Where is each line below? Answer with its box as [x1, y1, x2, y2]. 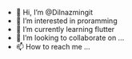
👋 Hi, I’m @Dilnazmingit [15, 8, 94, 17]
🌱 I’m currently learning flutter [15, 25, 115, 33]
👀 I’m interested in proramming [15, 16, 118, 26]
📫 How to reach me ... [15, 42, 90, 51]
